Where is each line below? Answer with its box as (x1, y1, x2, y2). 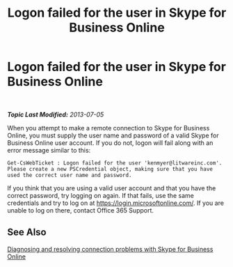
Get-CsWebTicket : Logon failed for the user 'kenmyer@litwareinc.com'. (7, 159, 223, 167)
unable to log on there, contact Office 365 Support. (7, 206, 154, 214)
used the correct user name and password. (7, 171, 132, 178)
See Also (7, 227, 47, 238)
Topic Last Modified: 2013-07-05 (7, 110, 104, 119)
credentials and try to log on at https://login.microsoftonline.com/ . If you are (7, 199, 225, 207)
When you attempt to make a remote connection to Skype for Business (7, 123, 210, 132)
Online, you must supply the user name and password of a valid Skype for (7, 131, 219, 139)
